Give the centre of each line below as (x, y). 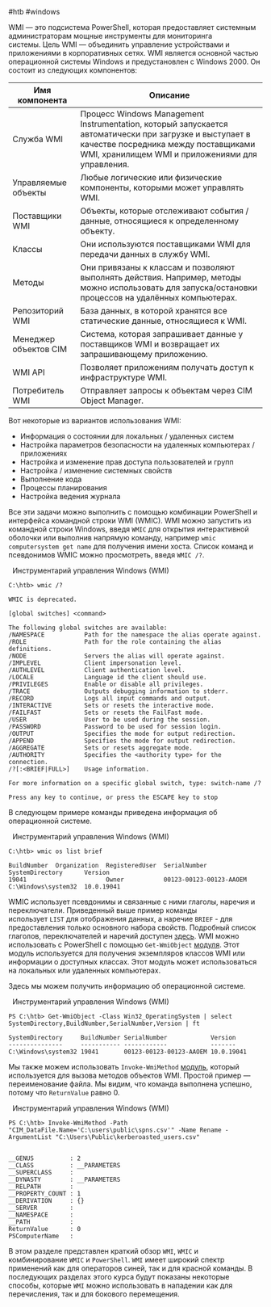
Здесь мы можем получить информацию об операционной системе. (127, 986)
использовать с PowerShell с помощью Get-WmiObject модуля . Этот (124, 945)
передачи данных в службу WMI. (145, 254)
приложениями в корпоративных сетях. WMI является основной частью (133, 53)
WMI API (29, 372)
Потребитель (38, 391)
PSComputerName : (41, 1236)
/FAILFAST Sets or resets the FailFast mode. (106, 712)
